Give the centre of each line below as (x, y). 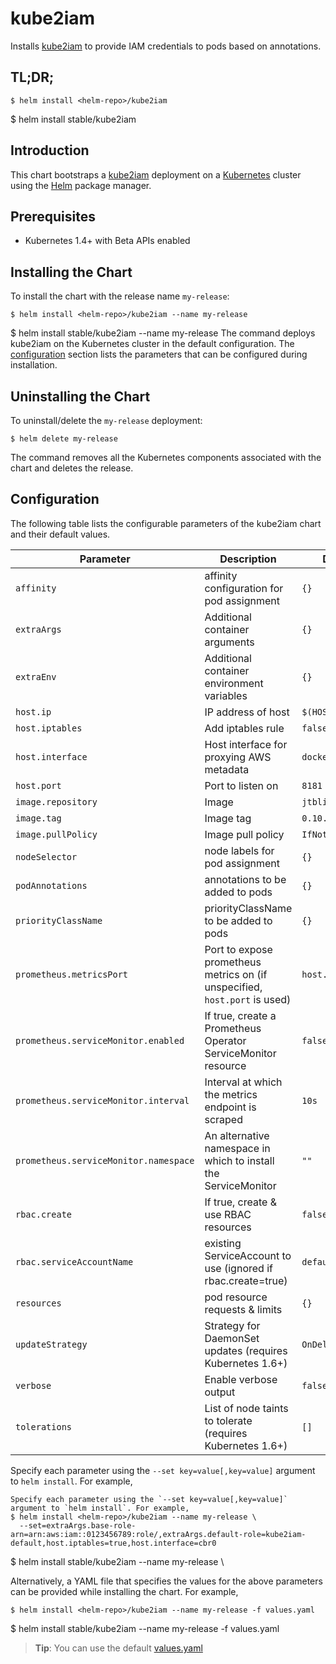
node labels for (239, 850)
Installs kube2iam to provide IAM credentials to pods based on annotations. (166, 46)
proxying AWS (238, 757)
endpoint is (230, 1107)
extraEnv (36, 676)
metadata (227, 769)
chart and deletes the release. (72, 468)
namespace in (237, 1148)
